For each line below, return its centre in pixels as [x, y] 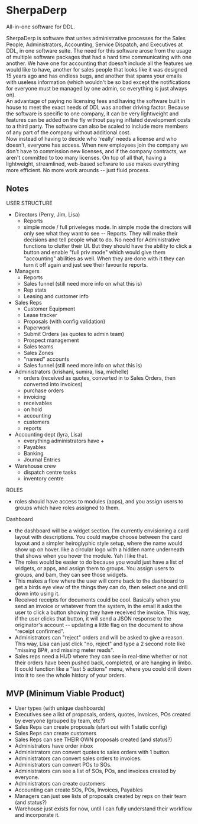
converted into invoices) [53, 384]
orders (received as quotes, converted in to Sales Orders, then [100, 378]
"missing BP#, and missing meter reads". [64, 650]
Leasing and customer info [56, 296]
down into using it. [37, 593]
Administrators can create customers [60, 783]
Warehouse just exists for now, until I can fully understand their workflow [103, 809]
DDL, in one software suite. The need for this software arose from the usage [99, 50]
